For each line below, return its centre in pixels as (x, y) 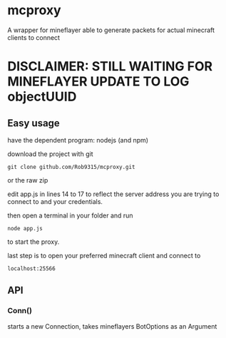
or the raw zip (28, 180)
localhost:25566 (31, 268)
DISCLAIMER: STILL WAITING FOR (110, 67)
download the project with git (50, 154)
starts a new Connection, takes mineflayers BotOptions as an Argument (112, 326)
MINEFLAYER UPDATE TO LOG (98, 82)
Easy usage (34, 123)
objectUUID (42, 97)
